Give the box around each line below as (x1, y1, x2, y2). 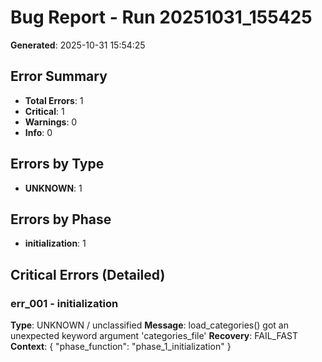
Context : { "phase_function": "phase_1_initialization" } (10, 341, 232, 353)
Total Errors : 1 (24, 94, 84, 106)
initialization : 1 (24, 237, 87, 250)
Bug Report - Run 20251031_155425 (10, 6, 313, 29)
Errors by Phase (10, 211, 112, 228)
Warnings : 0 (24, 116, 78, 128)
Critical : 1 (24, 105, 65, 117)
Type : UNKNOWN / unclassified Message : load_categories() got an (10, 319, 289, 331)
